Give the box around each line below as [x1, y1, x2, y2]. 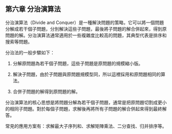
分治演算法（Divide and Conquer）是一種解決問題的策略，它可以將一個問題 [5, 19, 164, 26]
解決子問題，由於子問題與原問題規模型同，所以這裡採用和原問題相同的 [12, 71, 161, 77]
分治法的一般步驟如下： [5, 49, 55, 55]
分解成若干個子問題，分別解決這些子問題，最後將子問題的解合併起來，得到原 [5, 26, 167, 32]
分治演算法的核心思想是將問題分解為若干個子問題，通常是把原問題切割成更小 [5, 99, 167, 105]
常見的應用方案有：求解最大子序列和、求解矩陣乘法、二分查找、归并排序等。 [5, 123, 167, 129]
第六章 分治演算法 [5, 5, 61, 14]
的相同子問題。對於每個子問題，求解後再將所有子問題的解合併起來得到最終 [5, 105, 162, 111]
